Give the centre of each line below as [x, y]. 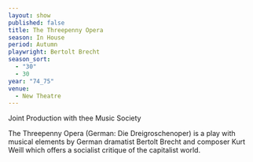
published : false [37, 23]
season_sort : [29, 60]
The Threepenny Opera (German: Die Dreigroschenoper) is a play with [122, 134]
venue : [19, 88]
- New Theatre [38, 96]
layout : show [29, 15]
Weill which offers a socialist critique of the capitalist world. [104, 150]
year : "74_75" [31, 81]
